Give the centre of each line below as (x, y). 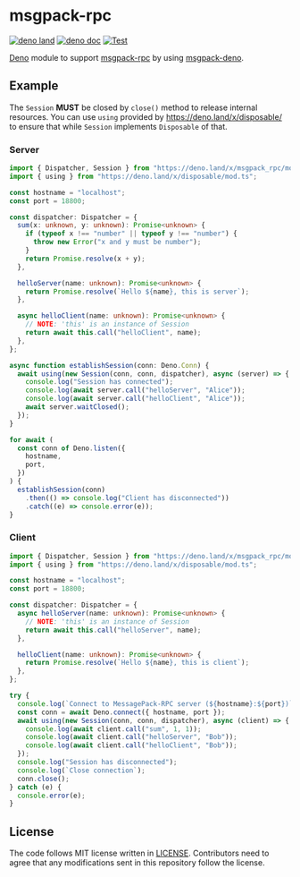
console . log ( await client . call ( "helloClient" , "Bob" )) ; (132, 745)
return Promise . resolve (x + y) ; (85, 259)
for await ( (31, 439)
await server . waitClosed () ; (77, 407)
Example (34, 86)
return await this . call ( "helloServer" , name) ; (113, 630)
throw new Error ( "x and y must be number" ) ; (117, 243)
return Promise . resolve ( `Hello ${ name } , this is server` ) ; (137, 292)
